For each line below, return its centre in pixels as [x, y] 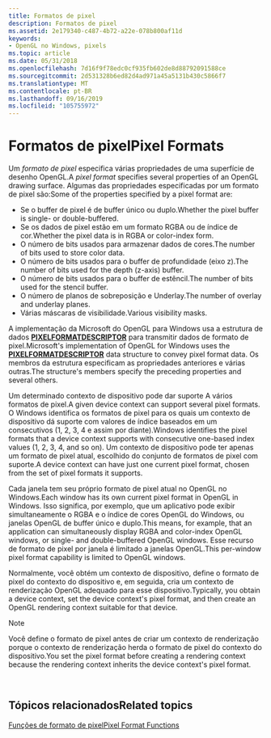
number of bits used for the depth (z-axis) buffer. [102, 270]
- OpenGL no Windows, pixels [57, 46]
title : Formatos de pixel [52, 16]
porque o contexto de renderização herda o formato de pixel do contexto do [135, 647]
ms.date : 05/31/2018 [43, 61]
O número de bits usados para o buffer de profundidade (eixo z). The [134, 261]
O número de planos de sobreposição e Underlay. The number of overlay [141, 296]
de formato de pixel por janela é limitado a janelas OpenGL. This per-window [135, 549]
